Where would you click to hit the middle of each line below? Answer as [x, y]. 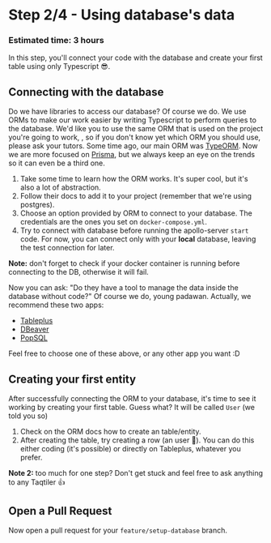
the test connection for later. [67, 248]
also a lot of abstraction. [60, 187]
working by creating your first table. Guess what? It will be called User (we [131, 408]
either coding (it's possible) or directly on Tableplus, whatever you [130, 449]
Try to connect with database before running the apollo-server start [134, 231]
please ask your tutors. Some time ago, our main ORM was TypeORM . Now [133, 146]
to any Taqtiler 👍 [37, 482]
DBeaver [35, 329]
